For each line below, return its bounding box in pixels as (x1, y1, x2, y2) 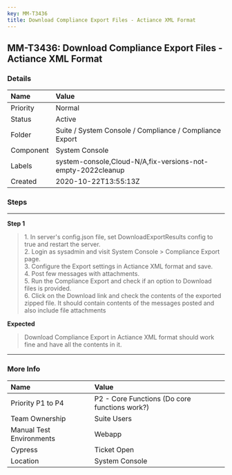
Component (10, 146, 50, 156)
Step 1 (7, 219, 26, 228)
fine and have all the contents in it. (23, 340, 122, 349)
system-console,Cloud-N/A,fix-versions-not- (55, 157, 209, 167)
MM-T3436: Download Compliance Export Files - (7, 42, 223, 54)
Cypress (10, 445, 38, 454)
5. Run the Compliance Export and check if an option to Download (23, 277, 212, 286)
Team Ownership (10, 413, 66, 423)
